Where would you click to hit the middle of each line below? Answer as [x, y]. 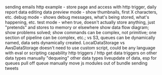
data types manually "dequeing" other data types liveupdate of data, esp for [81, 58]
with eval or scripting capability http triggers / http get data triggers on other [81, 53]
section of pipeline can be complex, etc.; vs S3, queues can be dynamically [80, 37]
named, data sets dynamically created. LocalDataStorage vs [65, 43]
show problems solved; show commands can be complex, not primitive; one [81, 32]
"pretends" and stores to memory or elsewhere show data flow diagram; [77, 27]
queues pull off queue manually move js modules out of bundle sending [76, 63]
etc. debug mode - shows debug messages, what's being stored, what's [77, 17]
